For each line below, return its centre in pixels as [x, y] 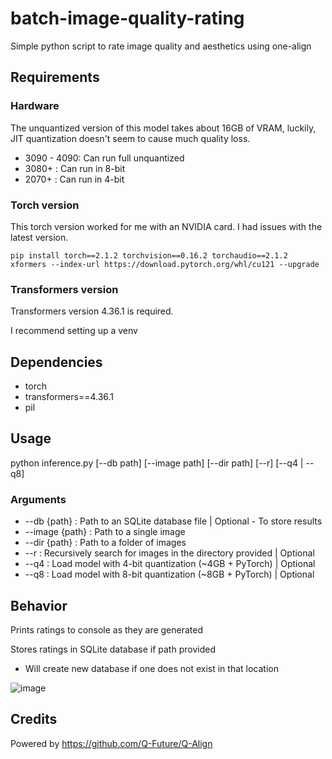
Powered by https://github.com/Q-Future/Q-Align [111, 743]
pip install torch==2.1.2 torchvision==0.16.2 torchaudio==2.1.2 [149, 255]
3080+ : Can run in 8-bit [75, 168]
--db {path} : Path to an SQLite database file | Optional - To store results [173, 521]
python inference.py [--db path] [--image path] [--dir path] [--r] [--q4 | [157, 463]
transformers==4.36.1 [69, 397]
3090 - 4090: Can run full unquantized [104, 158]
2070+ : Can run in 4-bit [74, 179]
